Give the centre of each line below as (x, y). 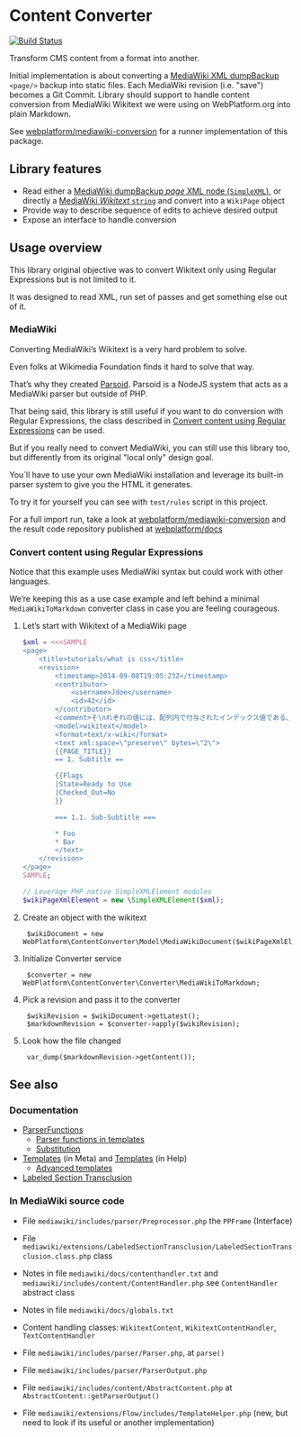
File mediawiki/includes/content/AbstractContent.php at (127, 1387)
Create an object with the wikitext (84, 917)
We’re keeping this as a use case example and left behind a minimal (134, 599)
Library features (55, 169)
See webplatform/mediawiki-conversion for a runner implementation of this (149, 131)
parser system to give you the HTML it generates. (101, 484)
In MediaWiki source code (67, 1201)
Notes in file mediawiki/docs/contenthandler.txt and (120, 1273)
